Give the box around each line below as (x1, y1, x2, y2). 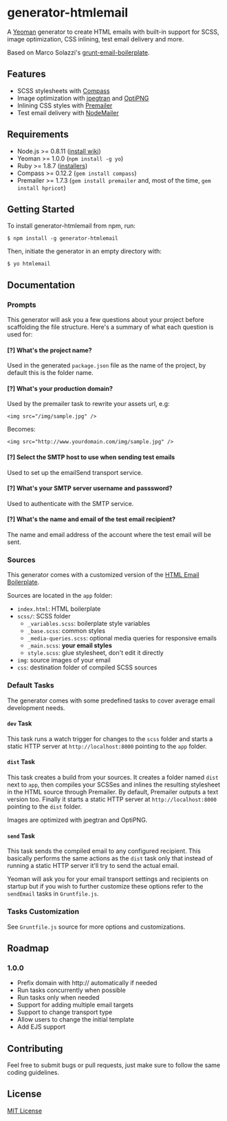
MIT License (7, 1107, 43, 1115)
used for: (7, 330, 33, 339)
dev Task (7, 719, 32, 728)
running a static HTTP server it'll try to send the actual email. (7, 862, 180, 870)
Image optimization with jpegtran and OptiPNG (17, 94, 149, 102)
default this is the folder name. (7, 369, 94, 377)
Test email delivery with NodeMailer (17, 108, 119, 117)
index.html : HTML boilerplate (17, 605, 101, 613)
